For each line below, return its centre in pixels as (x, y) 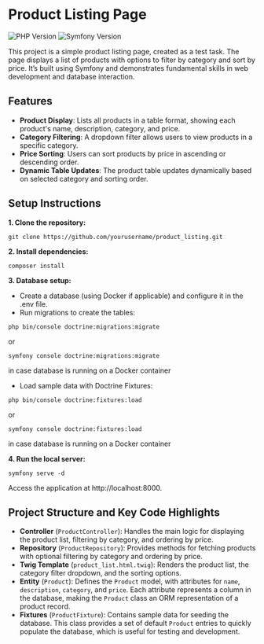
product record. (45, 606)
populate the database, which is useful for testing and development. (130, 631)
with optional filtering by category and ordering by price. (111, 557)
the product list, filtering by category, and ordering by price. (116, 539)
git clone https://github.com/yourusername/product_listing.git (115, 237)
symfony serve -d (37, 473)
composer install (37, 266)
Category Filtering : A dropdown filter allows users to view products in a (136, 137)
